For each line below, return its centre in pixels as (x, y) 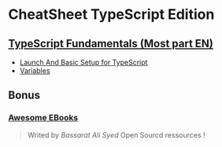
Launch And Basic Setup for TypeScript (83, 62)
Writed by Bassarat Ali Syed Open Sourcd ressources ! (117, 134)
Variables (35, 71)
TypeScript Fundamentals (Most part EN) (111, 44)
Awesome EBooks (43, 118)
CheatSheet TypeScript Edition (111, 15)
